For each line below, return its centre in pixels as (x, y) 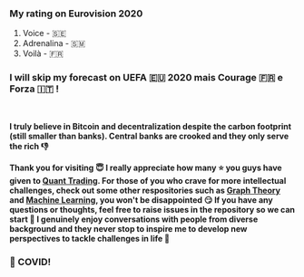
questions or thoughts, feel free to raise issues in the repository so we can (152, 209)
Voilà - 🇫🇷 (43, 53)
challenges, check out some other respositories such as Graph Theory (145, 190)
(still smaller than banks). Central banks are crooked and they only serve (149, 136)
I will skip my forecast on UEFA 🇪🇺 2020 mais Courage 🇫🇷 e (147, 78)
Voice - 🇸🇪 (44, 33)
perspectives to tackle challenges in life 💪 (90, 238)
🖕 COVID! (30, 262)
